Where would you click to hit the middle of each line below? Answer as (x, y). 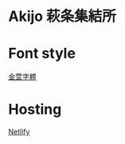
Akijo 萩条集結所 (62, 16)
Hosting (35, 110)
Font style (42, 54)
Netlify (19, 132)
